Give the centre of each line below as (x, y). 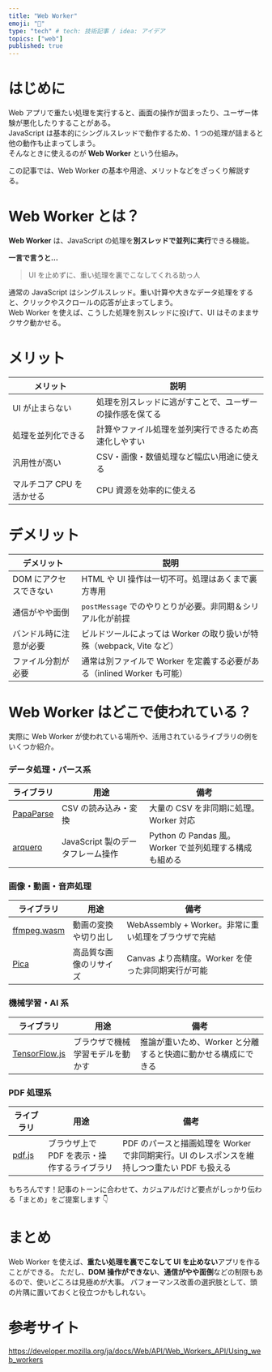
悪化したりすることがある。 (68, 123)
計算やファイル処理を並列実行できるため (173, 429)
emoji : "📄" (27, 24)
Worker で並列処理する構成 (200, 848)
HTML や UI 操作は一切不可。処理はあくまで (165, 578)
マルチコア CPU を (48, 484)
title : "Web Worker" (43, 16)
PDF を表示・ (73, 1155)
